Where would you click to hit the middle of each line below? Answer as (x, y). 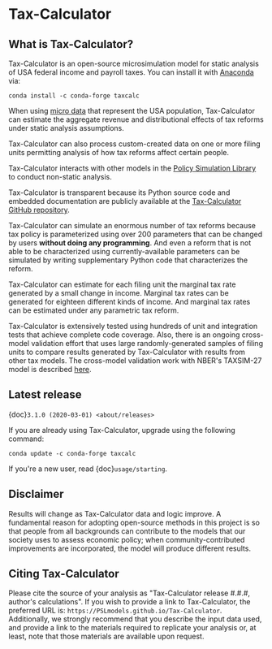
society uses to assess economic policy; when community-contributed (127, 539)
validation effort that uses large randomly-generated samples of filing (147, 343)
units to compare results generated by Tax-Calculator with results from (127, 352)
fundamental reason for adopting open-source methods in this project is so (134, 522)
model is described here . (50, 369)
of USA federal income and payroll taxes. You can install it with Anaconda (131, 72)
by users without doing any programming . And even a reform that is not (130, 243)
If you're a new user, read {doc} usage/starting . (88, 469)
